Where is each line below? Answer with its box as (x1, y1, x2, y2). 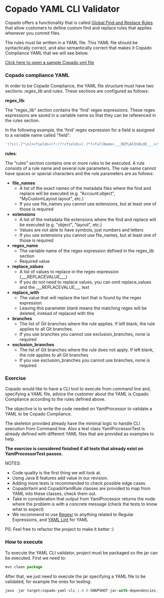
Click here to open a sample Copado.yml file (5, 59, 94, 65)
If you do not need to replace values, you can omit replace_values (19, 279, 151, 285)
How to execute (5, 539, 43, 546)
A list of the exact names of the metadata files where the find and (19, 185, 151, 191)
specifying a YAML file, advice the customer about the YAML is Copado (5, 391, 149, 397)
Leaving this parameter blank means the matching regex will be (19, 305, 147, 311)
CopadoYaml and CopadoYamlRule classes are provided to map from (12, 486, 151, 492)
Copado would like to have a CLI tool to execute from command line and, (5, 386, 151, 392)
